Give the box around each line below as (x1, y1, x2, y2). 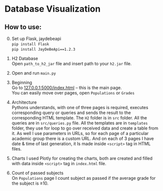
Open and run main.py (11, 70, 56, 76)
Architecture (11, 99, 37, 105)
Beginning (11, 79, 32, 85)
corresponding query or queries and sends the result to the (11, 110, 131, 115)
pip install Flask (11, 42, 49, 47)
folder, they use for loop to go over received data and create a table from (11, 125, 159, 131)
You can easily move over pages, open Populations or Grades (11, 90, 135, 95)
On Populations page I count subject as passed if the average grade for (11, 175, 156, 181)
